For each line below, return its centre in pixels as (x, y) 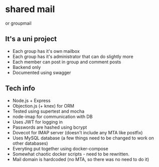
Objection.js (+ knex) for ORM (43, 106)
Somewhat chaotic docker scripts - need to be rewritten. (71, 154)
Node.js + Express (32, 100)
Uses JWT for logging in (38, 122)
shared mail (30, 9)
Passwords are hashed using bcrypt (50, 127)
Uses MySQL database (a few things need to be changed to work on (83, 138)
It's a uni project (31, 39)
